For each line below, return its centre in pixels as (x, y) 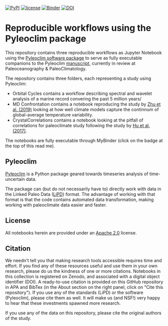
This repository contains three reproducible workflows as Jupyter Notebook (83, 52)
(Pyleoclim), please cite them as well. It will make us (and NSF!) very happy (83, 298)
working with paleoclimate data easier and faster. (56, 205)
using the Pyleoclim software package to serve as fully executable (74, 58)
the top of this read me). (30, 146)
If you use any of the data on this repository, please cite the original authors (83, 313)
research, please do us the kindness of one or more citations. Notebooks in (83, 271)
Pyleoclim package (46, 39)
